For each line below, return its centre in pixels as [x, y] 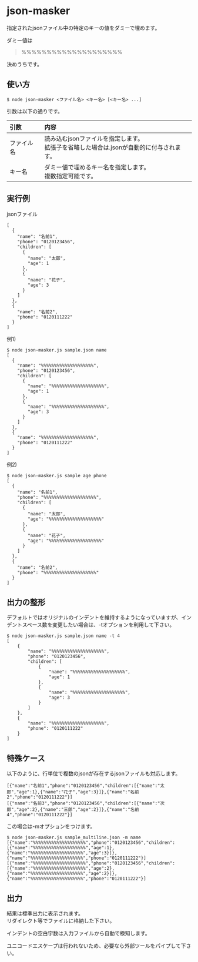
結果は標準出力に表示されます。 [45, 913]
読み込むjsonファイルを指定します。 [94, 138]
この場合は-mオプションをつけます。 [51, 826]
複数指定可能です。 [71, 176]
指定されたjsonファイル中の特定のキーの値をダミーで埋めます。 [83, 28]
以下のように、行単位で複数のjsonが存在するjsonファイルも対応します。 [94, 773]
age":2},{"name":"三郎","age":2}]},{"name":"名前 [79, 810]
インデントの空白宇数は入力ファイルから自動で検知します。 [78, 933]
